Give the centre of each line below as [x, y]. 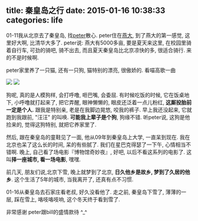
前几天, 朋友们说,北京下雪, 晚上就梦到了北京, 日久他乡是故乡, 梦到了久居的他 [98, 172]
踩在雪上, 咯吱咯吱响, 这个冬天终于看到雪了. [67, 199]
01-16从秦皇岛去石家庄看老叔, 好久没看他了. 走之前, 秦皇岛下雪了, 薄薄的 [94, 192]
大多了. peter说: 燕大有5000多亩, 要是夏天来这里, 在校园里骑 [119, 43]
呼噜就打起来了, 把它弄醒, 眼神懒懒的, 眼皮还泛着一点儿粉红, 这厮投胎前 [106, 102]
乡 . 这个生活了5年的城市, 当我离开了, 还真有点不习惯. [70, 179]
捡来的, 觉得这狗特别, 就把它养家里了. [51, 124]
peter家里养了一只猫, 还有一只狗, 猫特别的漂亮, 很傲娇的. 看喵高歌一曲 [91, 70]
